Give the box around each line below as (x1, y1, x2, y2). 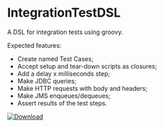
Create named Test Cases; (17, 54, 94, 63)
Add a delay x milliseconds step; (17, 69, 110, 78)
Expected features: (7, 41, 62, 49)
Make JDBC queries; (17, 76, 76, 85)
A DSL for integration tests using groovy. (7, 28, 124, 36)
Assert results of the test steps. (17, 99, 108, 107)
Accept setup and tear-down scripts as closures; (17, 62, 158, 70)
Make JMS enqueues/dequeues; (17, 92, 111, 100)
